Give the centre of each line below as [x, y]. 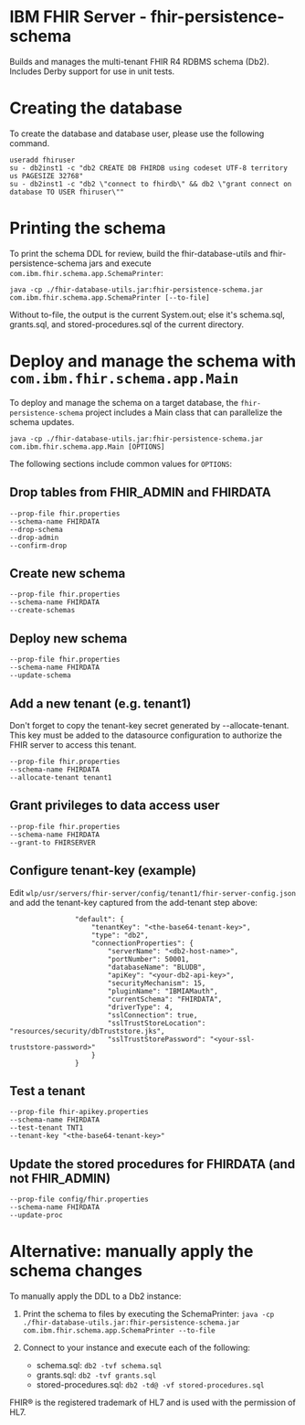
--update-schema [40, 675]
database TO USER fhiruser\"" [67, 192]
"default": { [100, 919]
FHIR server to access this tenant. [73, 745]
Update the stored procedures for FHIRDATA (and [152, 1164]
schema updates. [42, 421]
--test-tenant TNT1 [47, 1128]
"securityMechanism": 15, [157, 983]
